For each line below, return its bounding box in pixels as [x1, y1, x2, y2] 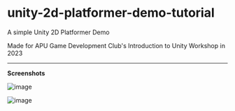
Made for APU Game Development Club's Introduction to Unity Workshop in [7, 41, 226, 50]
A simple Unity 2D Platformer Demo [7, 28, 110, 36]
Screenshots [7, 68, 45, 77]
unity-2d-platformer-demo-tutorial [7, 5, 215, 21]
